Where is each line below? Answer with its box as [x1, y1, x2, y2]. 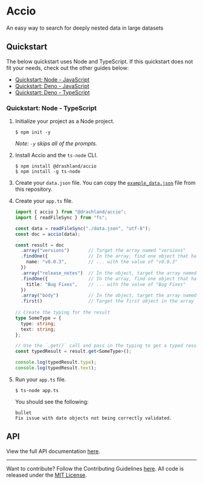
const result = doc [14, 242, 65, 248]
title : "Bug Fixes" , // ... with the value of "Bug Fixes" [26, 281, 186, 288]
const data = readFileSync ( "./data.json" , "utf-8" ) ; [14, 225, 151, 231]
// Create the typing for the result [14, 309, 111, 315]
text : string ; [21, 326, 56, 332]
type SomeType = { [14, 315, 62, 321]
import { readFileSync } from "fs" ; [14, 215, 108, 221]
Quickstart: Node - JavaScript [14, 76, 90, 83]
